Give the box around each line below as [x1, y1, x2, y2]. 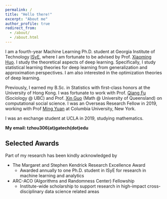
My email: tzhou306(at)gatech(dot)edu [5, 125, 89, 131]
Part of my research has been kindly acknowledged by [5, 152, 117, 158]
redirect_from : [5, 26, 37, 31]
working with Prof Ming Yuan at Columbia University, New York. [5, 105, 136, 112]
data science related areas [44, 188, 100, 194]
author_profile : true [5, 21, 50, 26]
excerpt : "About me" [5, 16, 48, 21]
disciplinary [19, 188, 44, 194]
